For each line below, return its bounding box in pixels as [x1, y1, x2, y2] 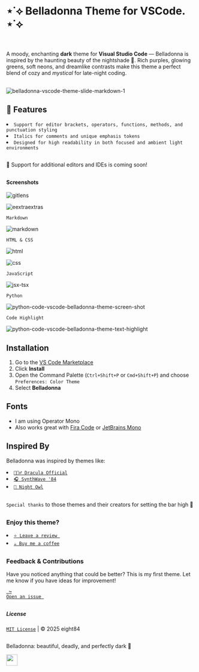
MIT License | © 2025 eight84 [6, 625, 80, 632]
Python [6, 293, 23, 299]
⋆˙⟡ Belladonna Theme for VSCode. [6, 4, 186, 18]
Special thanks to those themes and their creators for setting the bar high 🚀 [6, 501, 194, 508]
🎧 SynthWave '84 [14, 476, 57, 482]
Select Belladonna [14, 384, 61, 391]
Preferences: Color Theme [14, 379, 80, 385]
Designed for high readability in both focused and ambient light [14, 140, 183, 146]
